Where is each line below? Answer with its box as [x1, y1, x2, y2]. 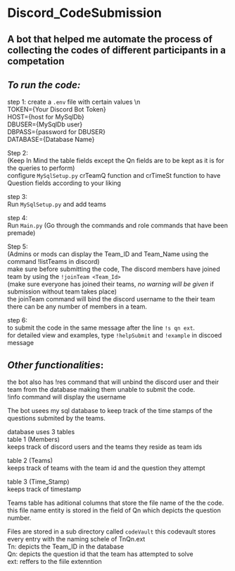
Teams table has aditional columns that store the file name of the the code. [7, 499, 224, 507]
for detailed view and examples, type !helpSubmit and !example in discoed [7, 331, 222, 339]
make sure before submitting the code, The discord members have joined [7, 265, 220, 273]
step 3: [7, 193, 28, 201]
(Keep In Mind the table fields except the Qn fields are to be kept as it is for [7, 157, 224, 165]
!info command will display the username [7, 393, 127, 402]
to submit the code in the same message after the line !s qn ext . [7, 323, 196, 332]
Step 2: [7, 149, 28, 157]
